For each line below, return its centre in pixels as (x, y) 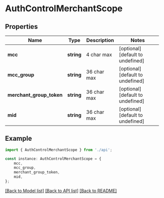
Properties (21, 27)
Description (100, 40)
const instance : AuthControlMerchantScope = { (53, 159)
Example (19, 139)
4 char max (99, 55)
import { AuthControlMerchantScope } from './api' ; (59, 150)
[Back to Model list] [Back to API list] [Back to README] (61, 191)
